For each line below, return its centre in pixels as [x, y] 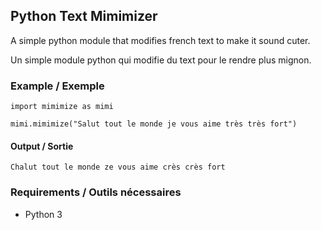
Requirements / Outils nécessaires [96, 192]
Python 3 [43, 214]
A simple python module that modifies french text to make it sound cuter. [160, 40]
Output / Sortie [42, 146]
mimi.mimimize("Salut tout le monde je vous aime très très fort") [154, 124]
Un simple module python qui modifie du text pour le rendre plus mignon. [161, 60]
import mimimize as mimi [62, 107]
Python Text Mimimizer [84, 16]
